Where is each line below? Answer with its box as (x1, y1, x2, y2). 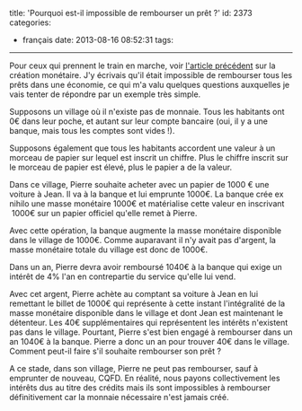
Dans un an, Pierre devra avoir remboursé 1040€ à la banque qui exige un (9, 262, 283, 272)
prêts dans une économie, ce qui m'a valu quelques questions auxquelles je (9, 80, 290, 90)
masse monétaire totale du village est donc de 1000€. (9, 244, 209, 255)
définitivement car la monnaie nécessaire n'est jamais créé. (9, 392, 229, 402)
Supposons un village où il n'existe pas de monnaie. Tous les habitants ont (9, 107, 285, 117)
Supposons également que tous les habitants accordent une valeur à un (9, 143, 276, 153)
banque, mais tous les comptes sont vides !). (9, 126, 175, 136)
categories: (9, 17, 51, 28)
